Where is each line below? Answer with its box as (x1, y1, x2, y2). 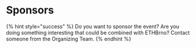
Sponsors (6, 4, 54, 17)
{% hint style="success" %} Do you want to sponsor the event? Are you (6, 23, 180, 30)
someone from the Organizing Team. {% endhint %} (6, 35, 132, 42)
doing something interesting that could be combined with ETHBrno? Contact (6, 29, 190, 36)
